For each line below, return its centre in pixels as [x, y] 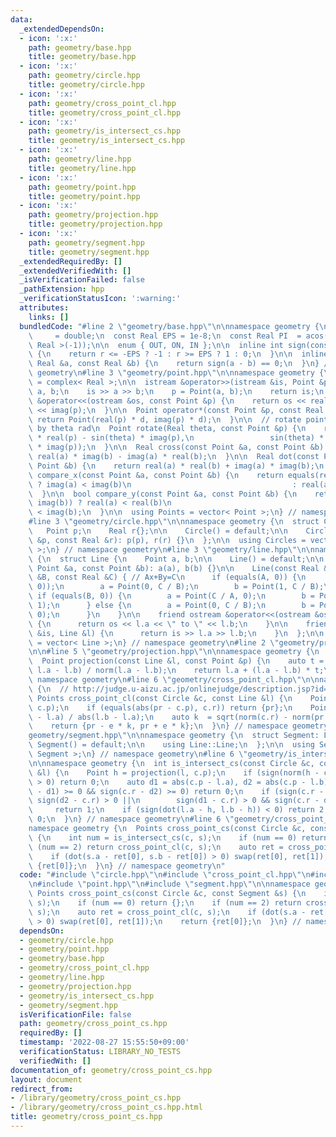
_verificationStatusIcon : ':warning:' [100, 299]
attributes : [44, 308]
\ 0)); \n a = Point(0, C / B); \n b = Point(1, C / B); [176, 587]
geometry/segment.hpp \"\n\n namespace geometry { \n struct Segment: [174, 736]
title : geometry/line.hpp [82, 168]
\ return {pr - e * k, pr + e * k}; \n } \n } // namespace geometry [178, 726]
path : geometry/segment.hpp [86, 242]
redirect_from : [42, 1089]
